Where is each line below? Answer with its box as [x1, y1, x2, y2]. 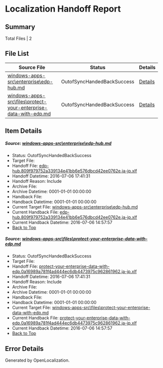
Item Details [5, 127, 42, 135]
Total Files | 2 [5, 35, 32, 41]
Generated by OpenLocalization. [5, 357, 70, 363]
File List [5, 49, 29, 58]
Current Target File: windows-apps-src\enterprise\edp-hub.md [12, 204, 138, 210]
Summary [5, 23, 35, 31]
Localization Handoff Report [5, 3, 121, 15]
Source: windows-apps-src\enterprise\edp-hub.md [5, 140, 112, 146]
